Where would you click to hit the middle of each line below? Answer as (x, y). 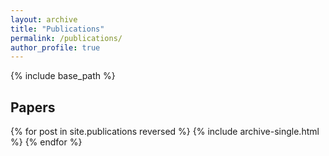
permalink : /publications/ (66, 38)
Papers (33, 107)
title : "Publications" (57, 29)
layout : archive (44, 19)
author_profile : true (55, 47)
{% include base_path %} (63, 76)
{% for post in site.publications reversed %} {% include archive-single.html (165, 132)
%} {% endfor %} (46, 142)
